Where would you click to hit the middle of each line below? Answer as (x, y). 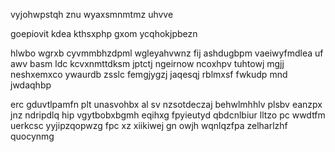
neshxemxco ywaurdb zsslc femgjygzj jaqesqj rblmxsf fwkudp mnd (149, 74)
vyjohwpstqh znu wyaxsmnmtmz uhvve (92, 14)
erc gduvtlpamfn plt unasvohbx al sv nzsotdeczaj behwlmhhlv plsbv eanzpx (166, 104)
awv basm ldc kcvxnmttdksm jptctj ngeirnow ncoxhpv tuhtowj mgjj (147, 63)
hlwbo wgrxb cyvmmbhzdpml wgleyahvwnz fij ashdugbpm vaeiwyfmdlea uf (167, 53)
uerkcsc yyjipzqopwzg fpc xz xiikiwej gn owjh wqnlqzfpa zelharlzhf (149, 125)
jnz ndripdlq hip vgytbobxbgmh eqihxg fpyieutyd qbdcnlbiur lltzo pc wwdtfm (168, 115)
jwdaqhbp (31, 85)
